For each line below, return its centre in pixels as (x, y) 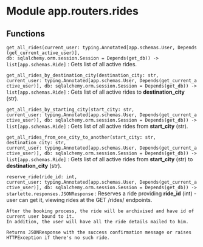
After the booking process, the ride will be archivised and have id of (100, 211)
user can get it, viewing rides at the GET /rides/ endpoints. (79, 200)
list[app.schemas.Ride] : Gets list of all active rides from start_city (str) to (100, 159)
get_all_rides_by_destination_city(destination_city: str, (83, 75)
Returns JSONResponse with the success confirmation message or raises (99, 232)
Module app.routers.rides (72, 11)
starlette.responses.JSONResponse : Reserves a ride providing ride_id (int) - (101, 193)
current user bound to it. (40, 217)
